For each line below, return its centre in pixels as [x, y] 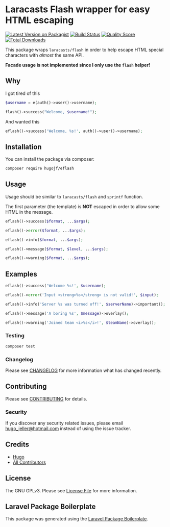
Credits [17, 445]
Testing [15, 336]
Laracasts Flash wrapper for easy [78, 9]
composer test [20, 346]
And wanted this [22, 121]
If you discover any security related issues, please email [64, 423]
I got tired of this [23, 93]
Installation [23, 147]
